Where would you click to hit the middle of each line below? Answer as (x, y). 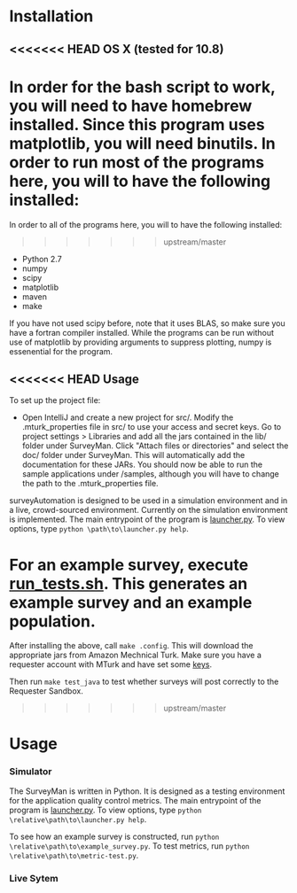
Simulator (31, 772)
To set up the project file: (55, 400)
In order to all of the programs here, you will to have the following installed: (146, 224)
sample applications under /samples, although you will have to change (150, 474)
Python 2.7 (42, 259)
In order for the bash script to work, (142, 87)
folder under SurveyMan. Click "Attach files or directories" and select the (155, 446)
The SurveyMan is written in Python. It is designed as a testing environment (147, 791)
